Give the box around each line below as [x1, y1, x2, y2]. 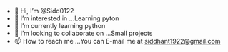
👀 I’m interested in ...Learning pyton [14, 14, 119, 22]
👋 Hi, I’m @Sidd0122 [14, 7, 74, 15]
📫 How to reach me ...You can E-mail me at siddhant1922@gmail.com [14, 37, 221, 45]
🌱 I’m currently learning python [14, 22, 106, 30]
